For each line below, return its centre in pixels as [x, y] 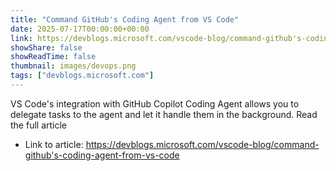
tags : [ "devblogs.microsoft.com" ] [82, 76]
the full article [39, 125]
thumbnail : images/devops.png [73, 66]
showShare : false [46, 47]
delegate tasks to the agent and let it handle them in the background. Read [164, 114]
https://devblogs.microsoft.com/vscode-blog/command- [202, 144]
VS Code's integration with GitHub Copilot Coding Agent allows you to [155, 103]
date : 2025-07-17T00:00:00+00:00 [80, 29]
